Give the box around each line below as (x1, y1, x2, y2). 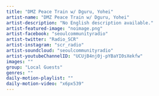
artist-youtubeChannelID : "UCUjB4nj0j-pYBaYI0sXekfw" (6, 53, 143, 59)
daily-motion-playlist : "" (6, 75, 74, 81)
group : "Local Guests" (6, 64, 63, 70)
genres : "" (6, 70, 33, 76)
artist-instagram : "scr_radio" (6, 42, 84, 48)
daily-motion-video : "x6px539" (6, 81, 84, 87)
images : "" (6, 58, 33, 64)
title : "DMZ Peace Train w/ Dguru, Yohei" (6, 8, 114, 15)
